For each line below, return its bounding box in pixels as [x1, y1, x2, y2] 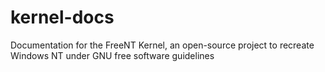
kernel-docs [10, 6, 115, 29]
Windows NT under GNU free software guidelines [10, 49, 215, 61]
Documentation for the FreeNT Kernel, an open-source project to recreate [10, 39, 315, 51]
